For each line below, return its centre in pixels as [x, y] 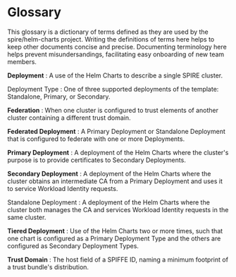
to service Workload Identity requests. [63, 188]
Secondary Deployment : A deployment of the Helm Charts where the [109, 173]
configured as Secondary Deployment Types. [73, 246]
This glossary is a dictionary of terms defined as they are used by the [108, 32]
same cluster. [27, 217]
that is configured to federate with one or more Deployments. [96, 139]
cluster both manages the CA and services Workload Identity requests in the [118, 209]
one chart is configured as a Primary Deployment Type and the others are [114, 238]
